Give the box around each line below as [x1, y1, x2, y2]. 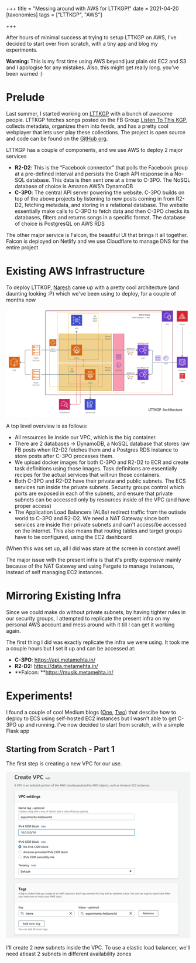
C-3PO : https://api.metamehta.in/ [14, 656, 95, 663]
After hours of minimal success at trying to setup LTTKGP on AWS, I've [6, 34, 177, 40]
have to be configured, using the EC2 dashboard [14, 534, 132, 541]
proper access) [14, 503, 51, 510]
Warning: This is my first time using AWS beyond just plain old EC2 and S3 [6, 58, 187, 65]
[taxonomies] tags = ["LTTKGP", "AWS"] [6, 11, 102, 18]
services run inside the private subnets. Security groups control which [14, 484, 184, 491]
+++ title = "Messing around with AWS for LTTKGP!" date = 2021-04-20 [6, 5, 180, 12]
